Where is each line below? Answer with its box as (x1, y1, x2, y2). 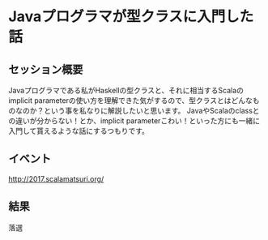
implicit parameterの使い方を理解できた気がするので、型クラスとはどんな (8, 96, 253, 105)
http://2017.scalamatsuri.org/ (8, 174, 104, 183)
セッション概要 (8, 62, 83, 76)
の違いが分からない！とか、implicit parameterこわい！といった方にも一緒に (8, 116, 261, 126)
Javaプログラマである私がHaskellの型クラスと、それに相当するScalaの (8, 86, 245, 95)
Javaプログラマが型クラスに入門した (8, 7, 254, 26)
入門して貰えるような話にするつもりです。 (8, 126, 150, 135)
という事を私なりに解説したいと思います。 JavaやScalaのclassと (43, 106, 261, 115)
